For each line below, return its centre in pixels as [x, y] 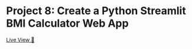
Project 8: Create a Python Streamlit [96, 11]
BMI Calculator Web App [67, 23]
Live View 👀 [20, 40]
